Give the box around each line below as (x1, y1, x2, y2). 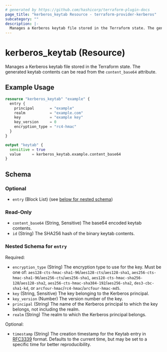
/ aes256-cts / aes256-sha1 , (39, 274, 91, 280)
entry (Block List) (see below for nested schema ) (12, 196, 113, 202)
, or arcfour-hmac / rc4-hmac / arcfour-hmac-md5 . (28, 285, 121, 291)
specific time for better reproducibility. (12, 341, 91, 347)
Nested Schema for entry (5, 243, 67, 250)
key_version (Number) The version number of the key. (12, 295, 123, 301)
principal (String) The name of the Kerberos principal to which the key (12, 301, 158, 307)
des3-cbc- (134, 280, 155, 286)
